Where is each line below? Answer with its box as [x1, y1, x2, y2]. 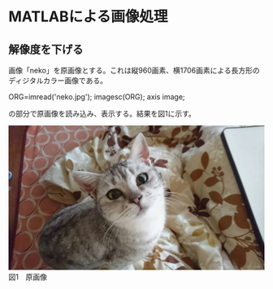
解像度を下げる [8, 42, 84, 56]
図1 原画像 [8, 272, 47, 282]
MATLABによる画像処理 [8, 7, 168, 26]
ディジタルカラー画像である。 [8, 76, 108, 85]
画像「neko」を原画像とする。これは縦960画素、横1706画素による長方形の [8, 66, 260, 75]
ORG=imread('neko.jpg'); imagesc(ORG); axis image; [8, 92, 185, 102]
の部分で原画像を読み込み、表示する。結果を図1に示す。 [8, 109, 197, 118]
